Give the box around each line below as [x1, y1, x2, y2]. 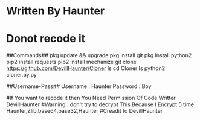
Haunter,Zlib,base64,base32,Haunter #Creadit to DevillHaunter [6, 107, 163, 115]
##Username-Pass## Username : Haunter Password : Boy [6, 83, 152, 90]
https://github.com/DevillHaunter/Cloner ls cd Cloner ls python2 [6, 65, 165, 72]
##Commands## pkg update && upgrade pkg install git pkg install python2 [6, 52, 192, 59]
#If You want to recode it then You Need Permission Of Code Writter [6, 95, 176, 102]
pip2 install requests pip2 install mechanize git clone [6, 58, 137, 66]
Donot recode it [6, 32, 86, 46]
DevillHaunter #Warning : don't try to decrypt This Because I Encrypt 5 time [6, 101, 195, 108]
